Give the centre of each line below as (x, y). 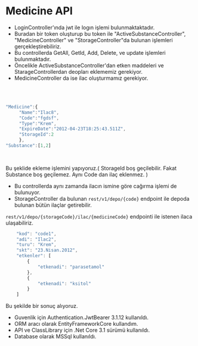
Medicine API (39, 11)
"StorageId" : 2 (36, 135)
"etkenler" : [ (34, 256)
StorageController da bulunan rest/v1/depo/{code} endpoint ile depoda (102, 198)
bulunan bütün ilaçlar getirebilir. (53, 205)
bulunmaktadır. (33, 59)
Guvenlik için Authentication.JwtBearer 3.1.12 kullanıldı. (81, 317)
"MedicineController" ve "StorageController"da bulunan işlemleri (94, 40)
